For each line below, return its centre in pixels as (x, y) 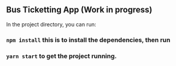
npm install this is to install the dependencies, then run (88, 40)
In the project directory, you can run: (51, 24)
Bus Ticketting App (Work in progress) (79, 10)
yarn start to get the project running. (62, 56)
